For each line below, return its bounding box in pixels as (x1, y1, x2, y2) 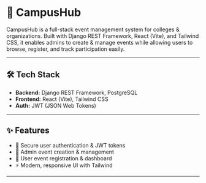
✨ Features (6, 125, 50, 136)
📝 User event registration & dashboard (15, 154, 112, 162)
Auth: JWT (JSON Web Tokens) (15, 102, 96, 109)
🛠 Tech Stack (6, 70, 60, 80)
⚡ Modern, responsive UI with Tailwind (15, 162, 113, 169)
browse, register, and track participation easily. (6, 45, 125, 53)
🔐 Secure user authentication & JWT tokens (15, 141, 126, 149)
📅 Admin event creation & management (15, 148, 115, 155)
